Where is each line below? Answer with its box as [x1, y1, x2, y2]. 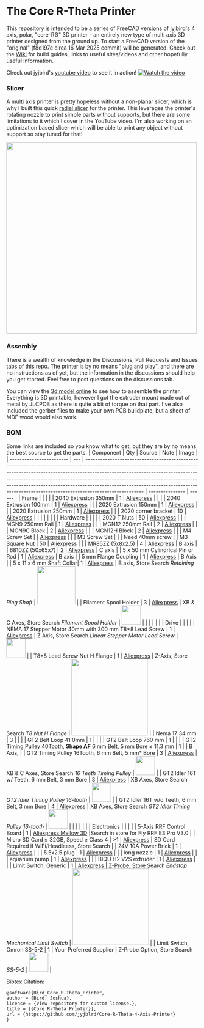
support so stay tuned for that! [6, 130, 83, 138]
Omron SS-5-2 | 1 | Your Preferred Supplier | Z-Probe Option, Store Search [6, 945, 193, 953]
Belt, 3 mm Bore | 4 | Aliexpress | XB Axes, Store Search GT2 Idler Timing [6, 802, 191, 810]
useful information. [6, 57, 54, 64]
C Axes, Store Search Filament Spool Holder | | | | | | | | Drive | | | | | [6, 619, 195, 626]
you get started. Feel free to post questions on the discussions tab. [6, 375, 175, 383]
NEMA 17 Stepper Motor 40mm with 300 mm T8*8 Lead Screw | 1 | [6, 625, 175, 633]
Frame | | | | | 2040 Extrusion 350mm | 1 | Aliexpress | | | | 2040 [21, 494, 181, 502]
